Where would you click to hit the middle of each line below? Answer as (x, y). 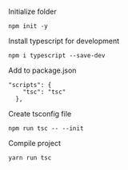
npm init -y (28, 26)
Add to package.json (42, 70)
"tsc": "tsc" (44, 92)
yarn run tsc (30, 158)
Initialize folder (33, 12)
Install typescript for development (64, 41)
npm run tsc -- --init (46, 128)
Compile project (35, 143)
